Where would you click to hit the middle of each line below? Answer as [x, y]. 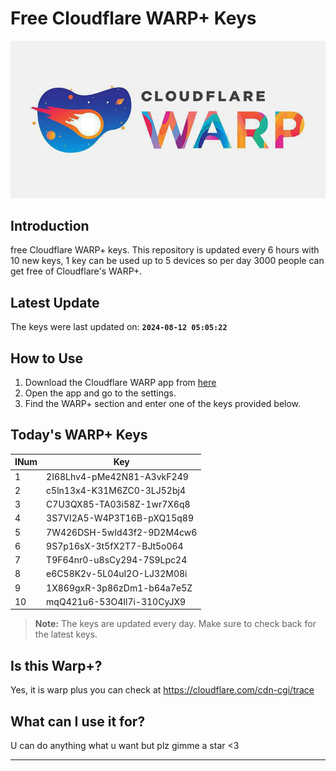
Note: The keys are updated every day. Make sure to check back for [175, 624]
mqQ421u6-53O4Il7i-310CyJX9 [116, 601]
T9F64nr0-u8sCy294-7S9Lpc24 [117, 560]
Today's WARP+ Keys [79, 435]
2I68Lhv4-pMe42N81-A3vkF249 [117, 476]
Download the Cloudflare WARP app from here [120, 383]
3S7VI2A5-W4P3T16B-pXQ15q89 [120, 518]
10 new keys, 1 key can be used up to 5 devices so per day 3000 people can [167, 261]
